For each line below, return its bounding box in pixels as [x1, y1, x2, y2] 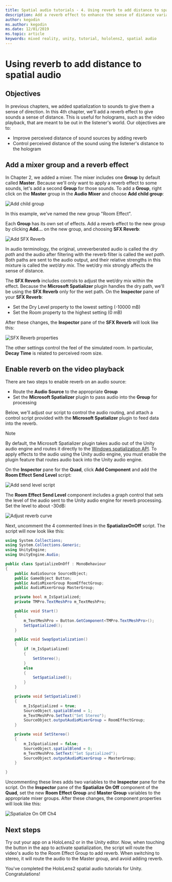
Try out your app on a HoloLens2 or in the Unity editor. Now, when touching [5, 839, 165, 845]
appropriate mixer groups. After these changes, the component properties [5, 795, 162, 801]
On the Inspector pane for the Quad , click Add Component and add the [5, 466, 157, 473]
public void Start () [14, 609, 58, 614]
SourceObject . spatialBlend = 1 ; [24, 708, 93, 713]
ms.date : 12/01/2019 [5, 27, 50, 32]
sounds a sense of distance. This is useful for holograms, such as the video [5, 114, 165, 120]
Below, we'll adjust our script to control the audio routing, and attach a [5, 409, 153, 416]
